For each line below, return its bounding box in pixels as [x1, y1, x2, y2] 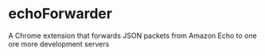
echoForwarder [8, 5, 113, 23]
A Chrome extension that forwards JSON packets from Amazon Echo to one [8, 31, 257, 40]
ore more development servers [8, 39, 110, 48]
